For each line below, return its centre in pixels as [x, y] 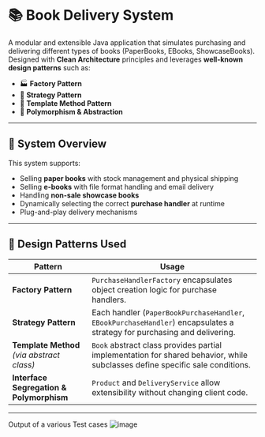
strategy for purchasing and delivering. [164, 332]
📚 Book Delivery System [91, 15]
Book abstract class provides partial [157, 345]
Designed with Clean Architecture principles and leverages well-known [126, 59]
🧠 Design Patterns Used [67, 245]
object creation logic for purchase [154, 289]
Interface [30, 378]
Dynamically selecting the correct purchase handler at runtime [122, 203]
